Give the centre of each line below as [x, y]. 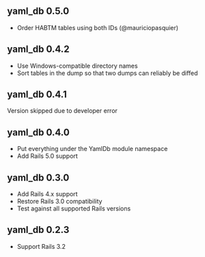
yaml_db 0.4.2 [38, 50]
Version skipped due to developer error [63, 111]
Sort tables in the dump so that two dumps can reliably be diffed [107, 73]
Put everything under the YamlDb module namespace [92, 149]
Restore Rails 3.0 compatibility [59, 202]
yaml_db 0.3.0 [38, 177]
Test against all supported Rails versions [74, 208]
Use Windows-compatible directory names [77, 66]
